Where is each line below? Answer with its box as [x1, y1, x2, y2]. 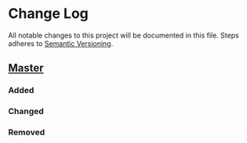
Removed [8, 127, 45, 138]
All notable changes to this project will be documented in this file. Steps [8, 30, 239, 40]
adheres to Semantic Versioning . [8, 38, 114, 48]
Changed [8, 106, 45, 117]
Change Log [8, 5, 89, 23]
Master [8, 62, 45, 75]
